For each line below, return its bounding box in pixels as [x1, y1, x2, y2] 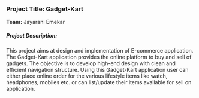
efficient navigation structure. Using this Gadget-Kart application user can [6, 66, 189, 73]
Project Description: [6, 32, 58, 39]
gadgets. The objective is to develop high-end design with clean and [6, 60, 176, 67]
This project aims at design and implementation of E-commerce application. [6, 47, 194, 54]
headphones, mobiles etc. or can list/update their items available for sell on [6, 79, 192, 86]
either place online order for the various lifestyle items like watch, [6, 72, 168, 79]
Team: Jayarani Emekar [6, 19, 65, 26]
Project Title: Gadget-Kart [6, 5, 84, 13]
